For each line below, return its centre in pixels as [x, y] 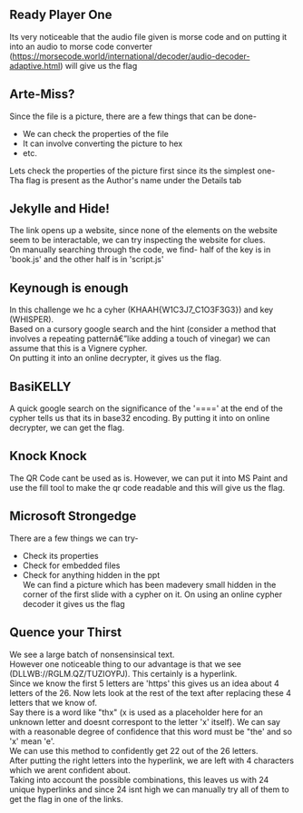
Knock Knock [49, 456]
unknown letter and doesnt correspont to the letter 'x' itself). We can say [145, 721]
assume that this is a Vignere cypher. [78, 348]
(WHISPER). [32, 319]
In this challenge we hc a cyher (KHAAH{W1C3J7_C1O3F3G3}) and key [142, 310]
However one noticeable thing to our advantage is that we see [126, 664]
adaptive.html [35, 65]
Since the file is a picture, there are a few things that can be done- [133, 116]
